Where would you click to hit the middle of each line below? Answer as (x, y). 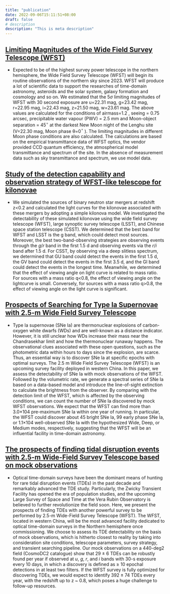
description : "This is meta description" (50, 29)
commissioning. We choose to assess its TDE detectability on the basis (87, 532)
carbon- (151, 325)
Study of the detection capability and (65, 174)
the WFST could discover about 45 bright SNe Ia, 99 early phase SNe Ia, (88, 417)
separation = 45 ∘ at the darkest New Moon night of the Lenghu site (83, 124)
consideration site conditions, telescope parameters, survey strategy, (85, 543)
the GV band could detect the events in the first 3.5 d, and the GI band (86, 262)
